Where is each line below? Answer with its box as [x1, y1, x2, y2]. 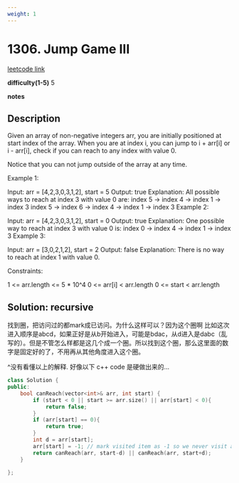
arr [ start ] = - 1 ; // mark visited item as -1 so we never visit [33, 443, 228, 450]
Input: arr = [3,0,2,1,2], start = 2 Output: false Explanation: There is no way [7, 246, 225, 254]
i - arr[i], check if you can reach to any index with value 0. [7, 146, 177, 155]
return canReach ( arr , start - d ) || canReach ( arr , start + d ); [33, 449, 212, 457]
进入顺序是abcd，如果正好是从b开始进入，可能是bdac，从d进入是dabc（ [7, 330, 222, 338]
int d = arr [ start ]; [33, 436, 94, 444]
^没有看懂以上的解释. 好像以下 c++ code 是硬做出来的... [7, 363, 170, 371]
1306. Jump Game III [7, 40, 130, 57]
